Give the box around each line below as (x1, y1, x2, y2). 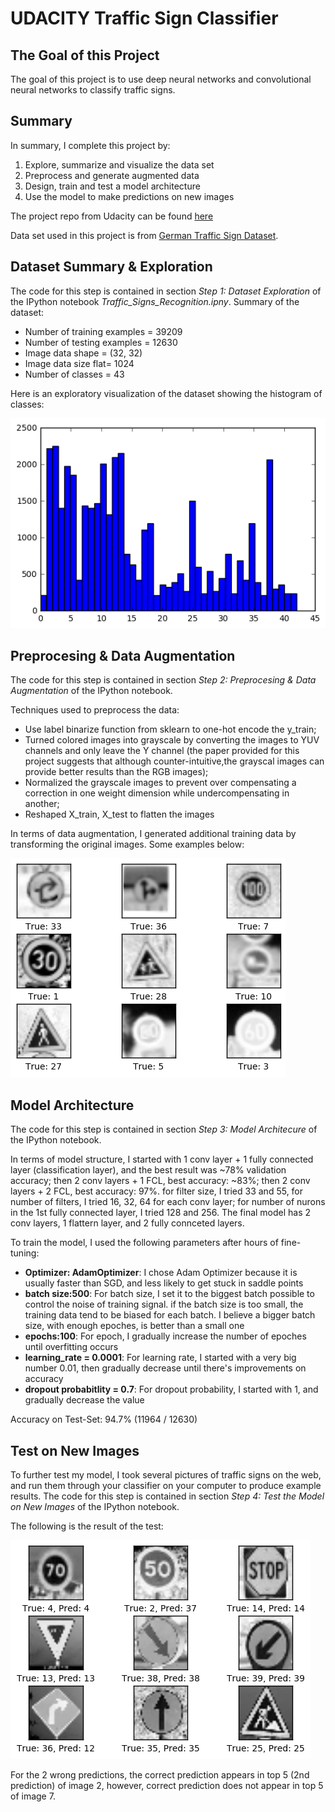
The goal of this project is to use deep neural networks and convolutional (10, 73, 312, 85)
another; (24, 798, 60, 810)
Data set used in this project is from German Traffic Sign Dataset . (10, 229, 279, 241)
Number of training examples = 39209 (24, 325, 183, 337)
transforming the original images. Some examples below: (10, 838, 245, 851)
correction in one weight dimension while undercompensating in (24, 787, 290, 799)
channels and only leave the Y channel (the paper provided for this (24, 745, 300, 757)
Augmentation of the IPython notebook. (10, 685, 173, 697)
